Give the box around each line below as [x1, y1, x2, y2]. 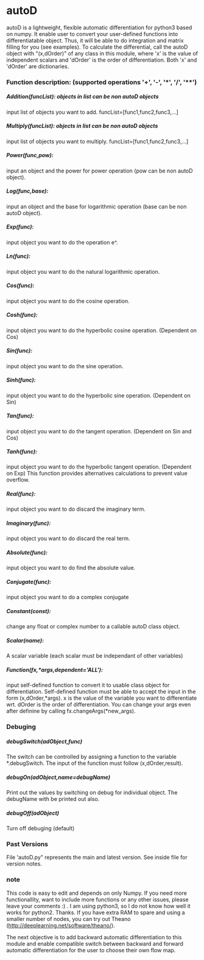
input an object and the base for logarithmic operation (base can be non [6, 202, 187, 210]
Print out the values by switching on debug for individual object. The [6, 789, 178, 796]
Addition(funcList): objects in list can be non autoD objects [6, 93, 159, 101]
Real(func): [6, 490, 36, 497]
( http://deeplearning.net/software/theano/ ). [6, 922, 116, 929]
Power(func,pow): [6, 152, 54, 159]
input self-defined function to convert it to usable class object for [6, 681, 170, 689]
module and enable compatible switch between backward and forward [6, 940, 184, 947]
